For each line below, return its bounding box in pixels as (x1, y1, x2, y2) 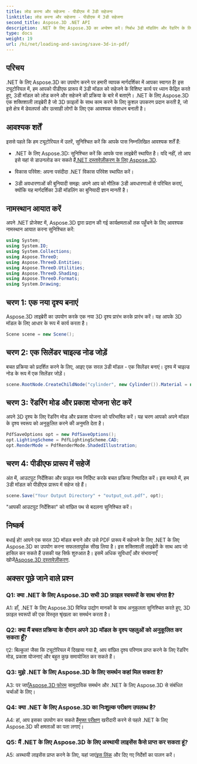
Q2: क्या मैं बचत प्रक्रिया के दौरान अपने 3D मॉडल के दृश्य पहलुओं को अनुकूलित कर (6, 626, 182, 634)
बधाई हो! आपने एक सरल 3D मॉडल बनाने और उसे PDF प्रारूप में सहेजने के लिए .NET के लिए (6, 536, 180, 543)
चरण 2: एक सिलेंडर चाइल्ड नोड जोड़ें (6, 347, 107, 358)
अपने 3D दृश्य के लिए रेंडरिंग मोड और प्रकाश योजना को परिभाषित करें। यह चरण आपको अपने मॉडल (6, 413, 189, 420)
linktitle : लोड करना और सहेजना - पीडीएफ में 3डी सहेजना (6, 14, 124, 20)
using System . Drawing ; (6, 281, 62, 288)
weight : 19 (6, 36, 33, 42)
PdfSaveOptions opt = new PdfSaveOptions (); (6, 432, 117, 438)
